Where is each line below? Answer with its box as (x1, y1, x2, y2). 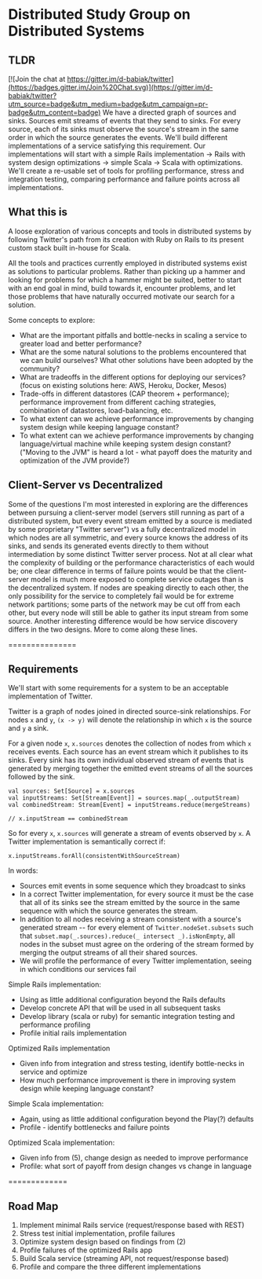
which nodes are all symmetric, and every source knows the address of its (8, 533, 249, 542)
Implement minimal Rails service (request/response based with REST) (19, 1220, 245, 1230)
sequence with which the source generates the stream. (19, 906, 198, 916)
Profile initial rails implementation (19, 1028, 127, 1038)
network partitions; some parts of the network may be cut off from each (8, 599, 241, 609)
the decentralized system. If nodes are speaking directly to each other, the (8, 583, 249, 592)
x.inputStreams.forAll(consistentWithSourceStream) (8, 852, 180, 860)
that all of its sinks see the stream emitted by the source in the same (19, 898, 241, 907)
